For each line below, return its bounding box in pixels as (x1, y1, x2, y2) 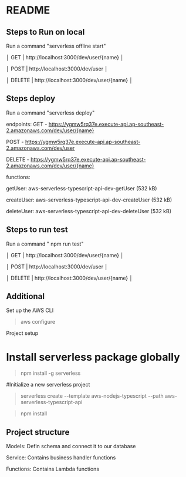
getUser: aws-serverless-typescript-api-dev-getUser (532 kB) (6, 184, 157, 192)
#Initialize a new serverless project (6, 381, 90, 388)
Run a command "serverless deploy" (6, 109, 95, 116)
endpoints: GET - (6, 120, 48, 127)
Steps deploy (6, 93, 56, 103)
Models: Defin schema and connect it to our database (6, 443, 136, 450)
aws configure (20, 318, 56, 325)
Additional (6, 291, 45, 301)
